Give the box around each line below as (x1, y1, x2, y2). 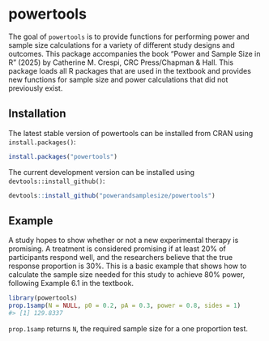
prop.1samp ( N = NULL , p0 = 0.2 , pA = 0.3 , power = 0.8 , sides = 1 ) (8, 301, 241, 310)
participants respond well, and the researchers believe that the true (8, 253, 233, 262)
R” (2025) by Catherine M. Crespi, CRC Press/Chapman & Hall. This (8, 58, 233, 67)
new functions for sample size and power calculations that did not (8, 75, 228, 84)
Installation (8, 107, 66, 121)
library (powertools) (8, 294, 79, 302)
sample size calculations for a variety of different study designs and (8, 40, 235, 49)
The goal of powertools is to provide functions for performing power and (8, 32, 250, 41)
